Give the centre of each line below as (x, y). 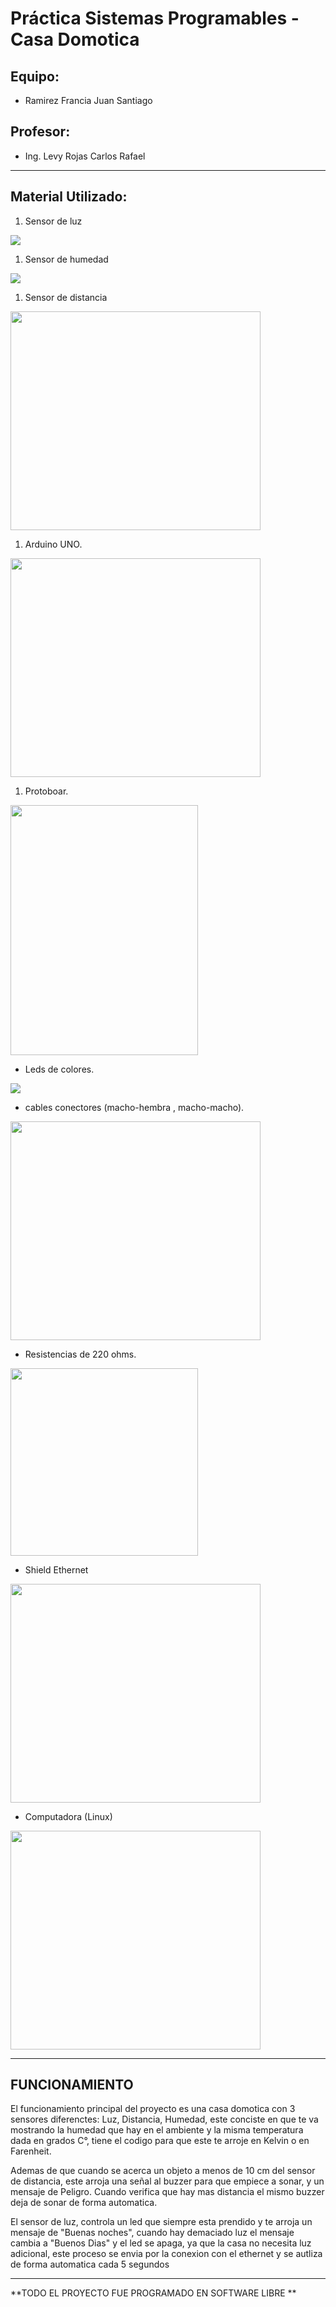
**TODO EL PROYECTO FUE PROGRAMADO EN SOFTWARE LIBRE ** (153, 2293)
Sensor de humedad (66, 259)
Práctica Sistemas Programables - (155, 18)
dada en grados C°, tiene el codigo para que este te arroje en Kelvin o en (160, 2141)
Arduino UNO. (53, 544)
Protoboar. (46, 791)
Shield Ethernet (56, 1569)
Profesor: (40, 132)
